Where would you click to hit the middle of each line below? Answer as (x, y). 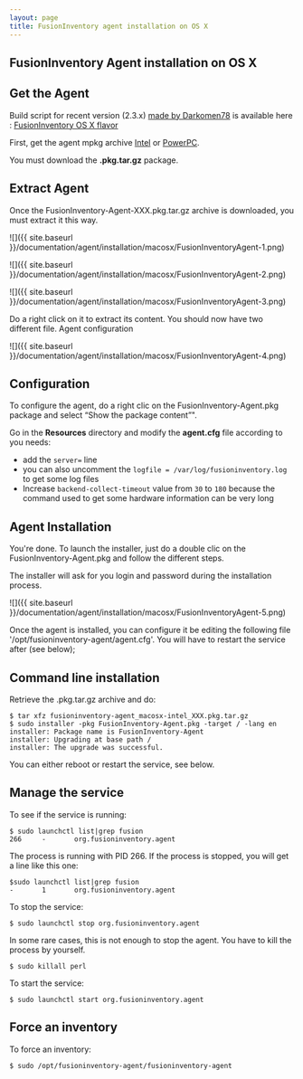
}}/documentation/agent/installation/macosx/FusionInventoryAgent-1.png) (147, 247)
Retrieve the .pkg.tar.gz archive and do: (83, 699)
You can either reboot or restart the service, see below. (112, 764)
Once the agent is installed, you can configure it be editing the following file (150, 630)
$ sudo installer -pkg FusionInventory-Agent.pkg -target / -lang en (143, 724)
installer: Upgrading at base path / (80, 739)
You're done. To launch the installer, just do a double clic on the (128, 549)
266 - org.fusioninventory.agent (93, 839)
